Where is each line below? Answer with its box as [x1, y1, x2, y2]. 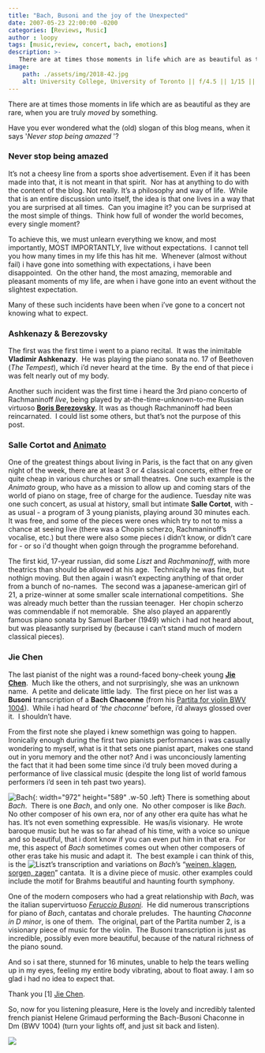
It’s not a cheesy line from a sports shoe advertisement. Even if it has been [8, 169, 251, 178]
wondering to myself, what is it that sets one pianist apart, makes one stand [8, 743, 254, 753]
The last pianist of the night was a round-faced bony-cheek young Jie [8, 670, 236, 679]
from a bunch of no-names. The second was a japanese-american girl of [8, 581, 247, 592]
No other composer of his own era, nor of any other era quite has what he [8, 809, 248, 819]
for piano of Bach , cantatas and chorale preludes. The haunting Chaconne [8, 908, 252, 917]
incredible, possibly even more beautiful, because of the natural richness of [8, 933, 254, 943]
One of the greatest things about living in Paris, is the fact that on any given [8, 457, 253, 467]
